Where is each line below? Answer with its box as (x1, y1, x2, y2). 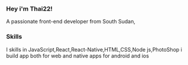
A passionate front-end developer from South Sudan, (6, 18, 136, 25)
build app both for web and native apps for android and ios (6, 52, 150, 59)
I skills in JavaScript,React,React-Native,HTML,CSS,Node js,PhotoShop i (6, 46, 182, 53)
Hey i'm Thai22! (6, 5, 53, 13)
